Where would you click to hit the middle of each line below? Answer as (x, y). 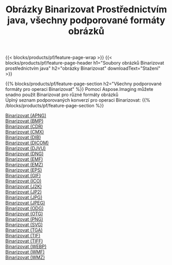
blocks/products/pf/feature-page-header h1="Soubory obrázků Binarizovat (85, 63)
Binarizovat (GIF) (23, 176)
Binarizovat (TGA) (24, 230)
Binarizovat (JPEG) (25, 203)
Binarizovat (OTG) (24, 214)
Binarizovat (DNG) (24, 154)
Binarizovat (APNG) (26, 116)
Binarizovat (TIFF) (24, 241)
